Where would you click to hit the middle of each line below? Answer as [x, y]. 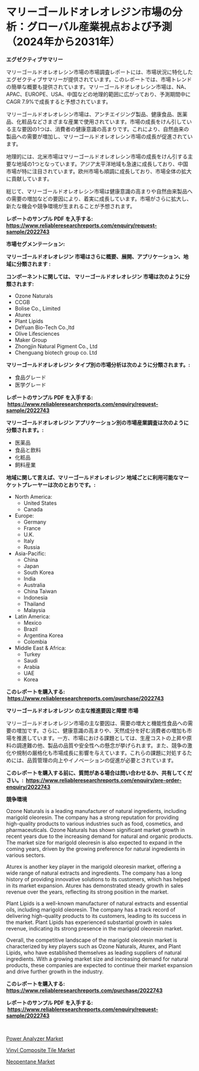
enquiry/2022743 [28, 787]
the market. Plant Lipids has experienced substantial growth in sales [89, 922]
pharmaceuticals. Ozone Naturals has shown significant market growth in [96, 830]
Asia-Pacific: [30, 553]
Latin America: [32, 616]
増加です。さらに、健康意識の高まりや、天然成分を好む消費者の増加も [102, 731]
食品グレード [30, 377]
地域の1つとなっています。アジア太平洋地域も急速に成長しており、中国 [102, 164]
